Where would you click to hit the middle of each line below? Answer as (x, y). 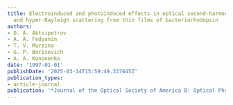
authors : (20, 26)
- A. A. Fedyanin (32, 39)
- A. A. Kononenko (34, 59)
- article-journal (34, 84)
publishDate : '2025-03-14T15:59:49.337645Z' (72, 71)
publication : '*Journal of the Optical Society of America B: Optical (111, 90)
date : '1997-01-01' (35, 65)
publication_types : (35, 78)
